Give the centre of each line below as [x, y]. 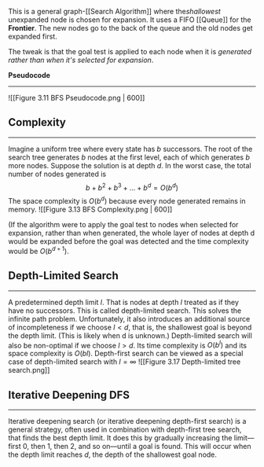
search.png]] [29, 370]
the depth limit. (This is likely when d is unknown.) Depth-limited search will [130, 335]
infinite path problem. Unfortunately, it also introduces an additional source [129, 318]
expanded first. [33, 36]
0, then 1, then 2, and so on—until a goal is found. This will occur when [137, 447]
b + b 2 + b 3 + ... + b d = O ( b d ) [132, 186]
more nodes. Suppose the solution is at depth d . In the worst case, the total [130, 165]
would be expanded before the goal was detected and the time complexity [128, 241]
